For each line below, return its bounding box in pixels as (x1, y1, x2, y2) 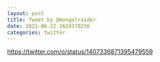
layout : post (7, 10, 44, 17)
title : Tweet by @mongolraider (7, 16, 96, 23)
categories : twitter (7, 29, 66, 36)
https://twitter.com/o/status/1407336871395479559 (7, 48, 153, 56)
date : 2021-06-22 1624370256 (7, 22, 90, 29)
